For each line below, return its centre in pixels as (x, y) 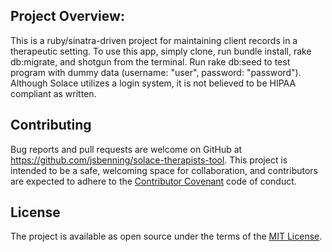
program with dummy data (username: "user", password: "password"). (156, 72)
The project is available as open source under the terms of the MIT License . (166, 236)
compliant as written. (53, 93)
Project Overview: (67, 16)
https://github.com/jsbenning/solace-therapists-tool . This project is (149, 160)
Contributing (51, 125)
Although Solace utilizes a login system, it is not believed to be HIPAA (153, 83)
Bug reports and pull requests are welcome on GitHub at (126, 149)
